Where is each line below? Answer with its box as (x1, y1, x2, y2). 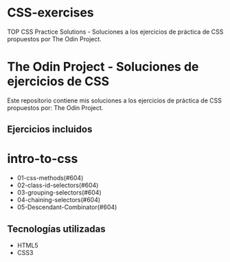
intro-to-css (7, 151, 78, 166)
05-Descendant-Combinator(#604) (16, 203, 117, 211)
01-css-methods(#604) (16, 174, 84, 182)
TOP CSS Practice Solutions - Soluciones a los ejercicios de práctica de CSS (7, 28, 224, 36)
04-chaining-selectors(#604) (16, 196, 101, 204)
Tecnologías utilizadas (7, 223, 106, 234)
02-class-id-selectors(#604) (16, 181, 99, 190)
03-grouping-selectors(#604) (16, 188, 102, 197)
